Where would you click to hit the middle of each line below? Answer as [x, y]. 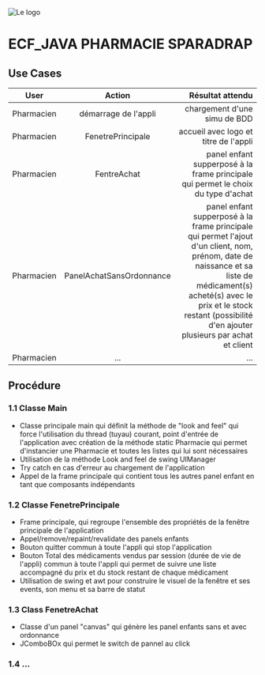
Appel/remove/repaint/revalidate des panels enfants [104, 538]
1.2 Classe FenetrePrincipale [64, 504]
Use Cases [35, 73]
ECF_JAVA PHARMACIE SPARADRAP [131, 44]
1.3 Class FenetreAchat [53, 609]
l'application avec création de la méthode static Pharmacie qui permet [133, 442]
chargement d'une [219, 109]
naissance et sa [224, 266]
